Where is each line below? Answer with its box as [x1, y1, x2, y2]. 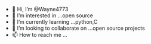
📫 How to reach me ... [11, 32, 67, 38]
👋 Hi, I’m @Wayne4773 [11, 6, 69, 12]
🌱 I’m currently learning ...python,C [11, 18, 98, 25]
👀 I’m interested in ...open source [11, 12, 94, 19]
